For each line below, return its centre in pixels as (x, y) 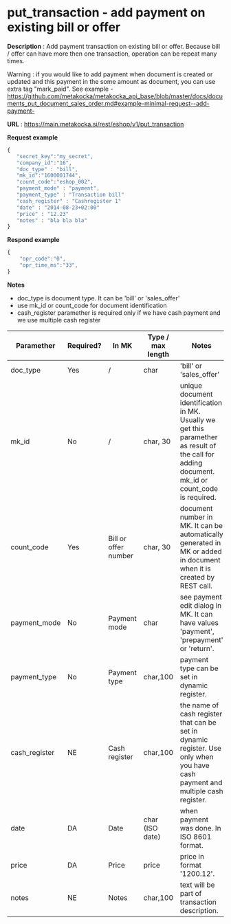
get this (192, 428)
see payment (201, 597)
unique (191, 385)
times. (16, 60)
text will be (197, 885)
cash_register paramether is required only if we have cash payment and (119, 312)
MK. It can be (201, 525)
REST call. (196, 586)
